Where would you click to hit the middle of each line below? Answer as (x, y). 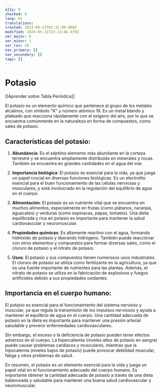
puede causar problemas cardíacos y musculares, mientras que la (71, 345)
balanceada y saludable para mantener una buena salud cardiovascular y (78, 380)
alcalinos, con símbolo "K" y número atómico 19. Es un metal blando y (75, 111)
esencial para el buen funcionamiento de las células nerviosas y (76, 183)
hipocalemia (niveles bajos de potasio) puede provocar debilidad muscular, (80, 350)
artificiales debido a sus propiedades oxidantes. (60, 278)
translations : (19, 23)
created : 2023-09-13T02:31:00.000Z (41, 28)
